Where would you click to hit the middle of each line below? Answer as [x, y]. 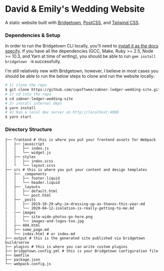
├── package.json [23, 260]
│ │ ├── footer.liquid [32, 178]
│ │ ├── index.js [27, 148]
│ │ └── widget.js [28, 153]
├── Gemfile [17, 255]
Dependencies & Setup [33, 35]
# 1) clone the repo [26, 85]
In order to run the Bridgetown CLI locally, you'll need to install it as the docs [82, 46]
